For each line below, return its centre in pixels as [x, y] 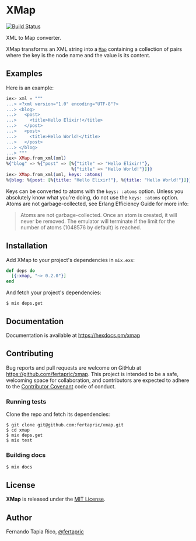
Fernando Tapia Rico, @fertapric [45, 532]
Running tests [26, 401]
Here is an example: [30, 88]
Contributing [30, 354]
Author [19, 517]
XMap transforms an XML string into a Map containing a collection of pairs [94, 49]
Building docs [26, 455]
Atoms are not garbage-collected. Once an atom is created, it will [99, 215]
